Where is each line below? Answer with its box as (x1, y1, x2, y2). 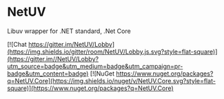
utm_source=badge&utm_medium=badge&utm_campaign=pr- (7, 62, 183, 70)
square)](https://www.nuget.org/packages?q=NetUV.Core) (7, 84, 174, 92)
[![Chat (7, 40, 28, 48)
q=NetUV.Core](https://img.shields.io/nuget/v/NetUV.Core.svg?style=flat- (7, 76, 216, 85)
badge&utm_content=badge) (7, 69, 89, 78)
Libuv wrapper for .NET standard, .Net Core (7, 27, 131, 35)
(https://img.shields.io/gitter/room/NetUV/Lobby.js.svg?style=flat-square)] (7, 47, 218, 56)
